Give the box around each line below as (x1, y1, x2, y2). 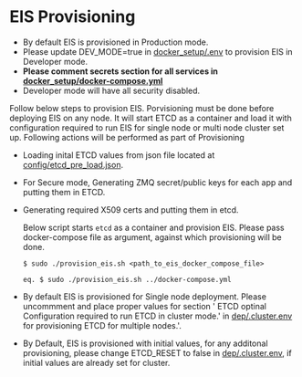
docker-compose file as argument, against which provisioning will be (22, 231, 282, 243)
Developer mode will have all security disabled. (22, 85, 201, 96)
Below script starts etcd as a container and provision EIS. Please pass (22, 222, 285, 233)
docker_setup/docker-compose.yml (22, 75, 163, 86)
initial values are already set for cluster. (22, 357, 171, 368)
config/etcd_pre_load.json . (22, 159, 124, 170)
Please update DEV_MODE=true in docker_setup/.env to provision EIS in (22, 46, 294, 57)
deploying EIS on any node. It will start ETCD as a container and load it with (9, 112, 292, 123)
